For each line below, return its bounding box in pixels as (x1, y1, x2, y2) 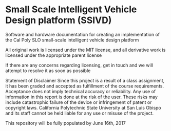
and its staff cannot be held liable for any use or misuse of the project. (5, 110, 154, 116)
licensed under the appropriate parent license (5, 52, 102, 58)
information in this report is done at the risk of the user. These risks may (5, 94, 158, 100)
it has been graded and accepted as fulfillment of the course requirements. (5, 83, 164, 89)
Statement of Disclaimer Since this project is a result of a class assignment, (5, 77, 165, 83)
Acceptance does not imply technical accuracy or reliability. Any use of (5, 88, 156, 94)
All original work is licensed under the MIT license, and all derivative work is (5, 47, 166, 53)
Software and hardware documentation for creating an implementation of (5, 31, 160, 37)
